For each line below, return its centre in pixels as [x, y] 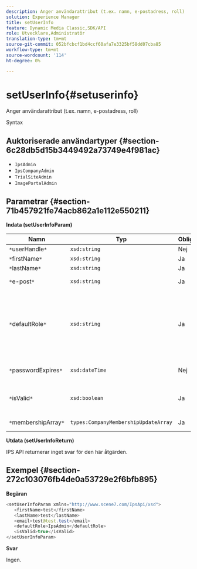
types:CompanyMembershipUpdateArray [121, 422]
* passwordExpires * [36, 371]
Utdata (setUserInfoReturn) [40, 440]
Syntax [15, 122]
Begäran [17, 493]
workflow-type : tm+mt [33, 50]
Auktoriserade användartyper [62, 141]
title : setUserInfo [30, 22]
